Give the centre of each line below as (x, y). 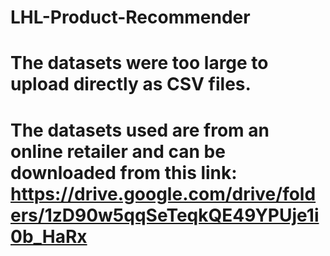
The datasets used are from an (140, 130)
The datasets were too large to (139, 63)
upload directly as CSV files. (131, 84)
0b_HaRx (49, 236)
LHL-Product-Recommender (130, 17)
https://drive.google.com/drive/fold (163, 193)
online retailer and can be (118, 151)
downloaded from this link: (124, 172)
